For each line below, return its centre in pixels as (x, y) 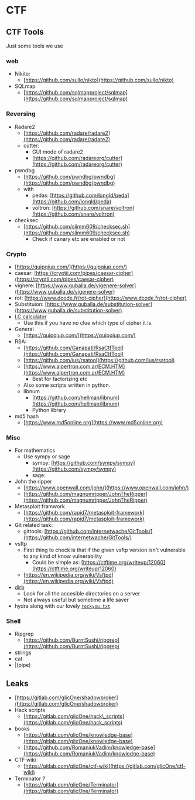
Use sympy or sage (47, 457)
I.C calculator (30, 316)
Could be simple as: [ (58, 563)
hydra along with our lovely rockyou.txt (62, 606)
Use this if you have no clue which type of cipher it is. (88, 322)
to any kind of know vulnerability (63, 556)
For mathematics (35, 450)
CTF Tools (25, 32)
